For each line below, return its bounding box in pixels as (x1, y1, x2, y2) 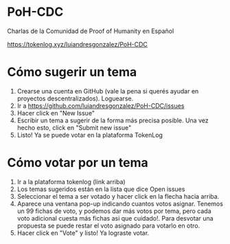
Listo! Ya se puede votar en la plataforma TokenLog (16, 131, 163, 139)
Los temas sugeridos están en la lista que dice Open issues (16, 185, 185, 193)
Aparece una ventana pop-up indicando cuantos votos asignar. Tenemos (16, 199, 223, 208)
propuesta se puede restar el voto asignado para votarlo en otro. (16, 221, 200, 230)
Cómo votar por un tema (7, 155, 149, 170)
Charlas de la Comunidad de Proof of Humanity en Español (7, 27, 174, 35)
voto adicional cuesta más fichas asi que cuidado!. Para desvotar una (16, 214, 214, 222)
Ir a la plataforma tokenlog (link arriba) (16, 177, 126, 186)
